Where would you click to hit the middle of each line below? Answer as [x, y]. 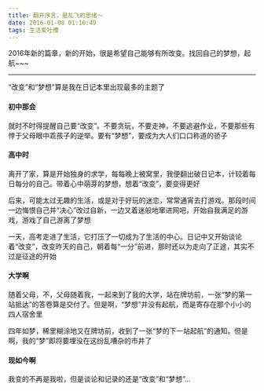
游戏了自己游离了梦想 [56, 220]
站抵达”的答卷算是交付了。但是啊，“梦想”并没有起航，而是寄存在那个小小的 [130, 304]
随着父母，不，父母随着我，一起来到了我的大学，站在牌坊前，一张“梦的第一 [130, 294]
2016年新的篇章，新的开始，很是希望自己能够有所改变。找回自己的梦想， [126, 53]
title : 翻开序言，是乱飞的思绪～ [56, 15]
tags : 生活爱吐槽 [33, 30]
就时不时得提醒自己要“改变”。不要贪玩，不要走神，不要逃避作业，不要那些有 [132, 126]
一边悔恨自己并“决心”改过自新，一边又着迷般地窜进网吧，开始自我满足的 [125, 210]
